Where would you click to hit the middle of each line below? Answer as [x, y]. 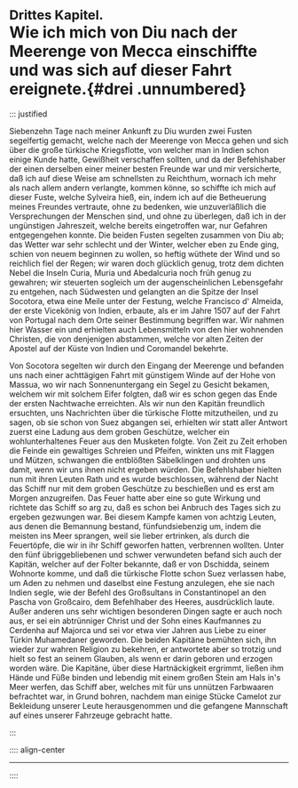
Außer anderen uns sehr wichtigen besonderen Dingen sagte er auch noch [145, 611]
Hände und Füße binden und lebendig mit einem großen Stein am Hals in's [145, 677]
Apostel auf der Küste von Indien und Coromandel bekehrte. [119, 348]
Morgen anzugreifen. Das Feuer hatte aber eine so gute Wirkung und [135, 498]
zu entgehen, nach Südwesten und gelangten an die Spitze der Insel [134, 292]
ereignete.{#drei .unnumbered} [128, 89]
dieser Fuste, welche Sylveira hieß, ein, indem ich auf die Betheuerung [138, 197]
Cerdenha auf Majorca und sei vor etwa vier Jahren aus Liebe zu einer [138, 630]
